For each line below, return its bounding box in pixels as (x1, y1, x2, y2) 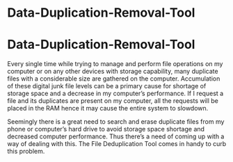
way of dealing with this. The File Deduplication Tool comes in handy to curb (7, 140, 227, 148)
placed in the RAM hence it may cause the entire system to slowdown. (7, 104, 209, 113)
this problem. (7, 147, 45, 156)
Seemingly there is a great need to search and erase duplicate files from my (7, 118, 225, 126)
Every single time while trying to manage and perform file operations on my (7, 60, 223, 68)
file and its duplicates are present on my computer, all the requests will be (7, 97, 219, 105)
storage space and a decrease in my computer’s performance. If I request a (7, 89, 224, 98)
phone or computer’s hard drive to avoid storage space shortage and (7, 125, 205, 133)
